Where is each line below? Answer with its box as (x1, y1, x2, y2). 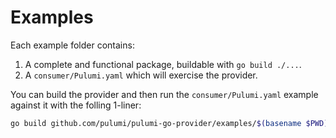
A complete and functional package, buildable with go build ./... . (24, 58, 302, 70)
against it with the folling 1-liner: (10, 99, 142, 111)
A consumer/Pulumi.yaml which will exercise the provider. (24, 69, 258, 81)
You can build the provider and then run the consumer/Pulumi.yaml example (10, 88, 319, 100)
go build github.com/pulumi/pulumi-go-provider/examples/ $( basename (10, 118, 302, 128)
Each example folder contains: (10, 39, 135, 51)
